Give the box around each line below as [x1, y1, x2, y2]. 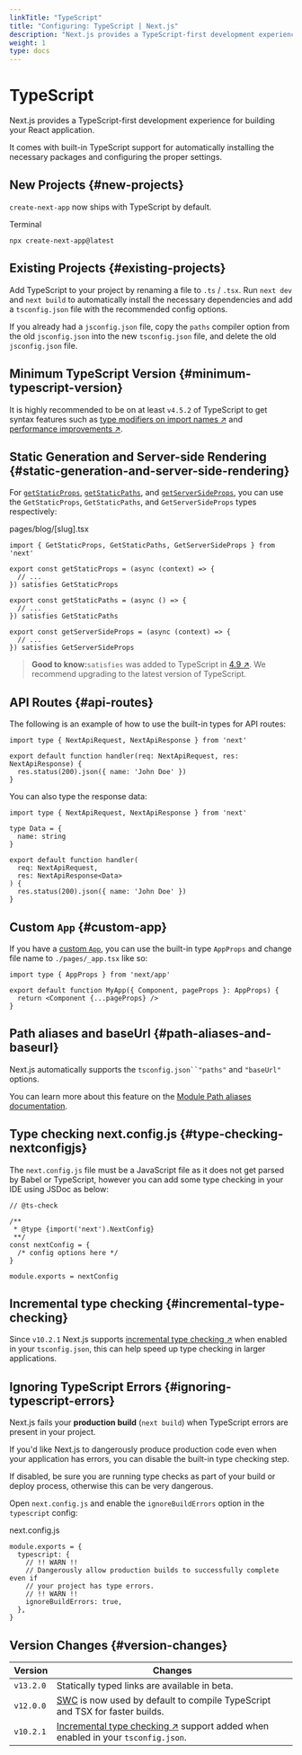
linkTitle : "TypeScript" [9, 13, 102, 22]
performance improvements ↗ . [9, 423, 123, 434]
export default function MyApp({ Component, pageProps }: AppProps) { [9, 985, 280, 994]
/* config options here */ [17, 1248, 119, 1257]
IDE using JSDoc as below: [9, 1183, 110, 1194]
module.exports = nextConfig [9, 1271, 119, 1281]
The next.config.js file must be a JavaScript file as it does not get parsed [9, 1164, 285, 1175]
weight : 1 [9, 38, 47, 48]
